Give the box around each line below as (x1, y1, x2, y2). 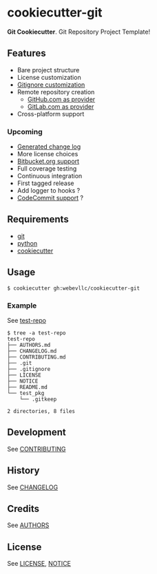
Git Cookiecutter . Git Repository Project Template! (7, 28, 150, 36)
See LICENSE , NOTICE (7, 560, 71, 568)
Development (7, 427, 67, 438)
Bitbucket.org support (17, 157, 80, 166)
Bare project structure (17, 65, 80, 74)
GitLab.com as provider (27, 102, 94, 111)
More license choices (17, 150, 78, 158)
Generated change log (17, 142, 81, 151)
